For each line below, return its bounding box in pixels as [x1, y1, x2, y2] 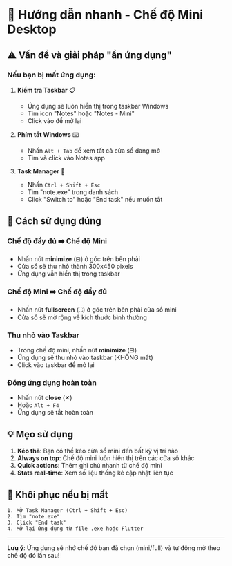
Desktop [7, 21, 57, 37]
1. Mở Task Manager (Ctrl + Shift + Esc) [7, 507, 128, 514]
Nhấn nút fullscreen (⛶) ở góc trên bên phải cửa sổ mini [17, 305, 177, 314]
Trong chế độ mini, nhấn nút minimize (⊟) [17, 346, 137, 355]
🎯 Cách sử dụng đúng [7, 215, 101, 227]
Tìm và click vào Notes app [27, 153, 106, 162]
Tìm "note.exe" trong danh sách [27, 187, 119, 196]
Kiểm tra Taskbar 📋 [17, 86, 76, 94]
